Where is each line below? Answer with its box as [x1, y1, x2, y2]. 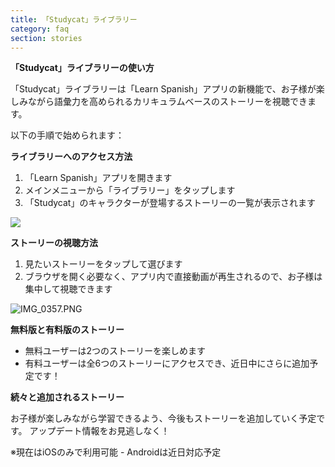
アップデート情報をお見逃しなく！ [29, 425, 170, 437]
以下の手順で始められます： [10, 129, 125, 141]
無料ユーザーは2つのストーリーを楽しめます [24, 345, 207, 357]
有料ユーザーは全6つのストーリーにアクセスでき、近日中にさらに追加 [24, 357, 310, 370]
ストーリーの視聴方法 [10, 237, 98, 249]
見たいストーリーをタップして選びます [24, 258, 183, 270]
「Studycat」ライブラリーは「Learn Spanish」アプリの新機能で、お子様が [10, 83, 317, 95]
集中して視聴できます [24, 283, 113, 295]
